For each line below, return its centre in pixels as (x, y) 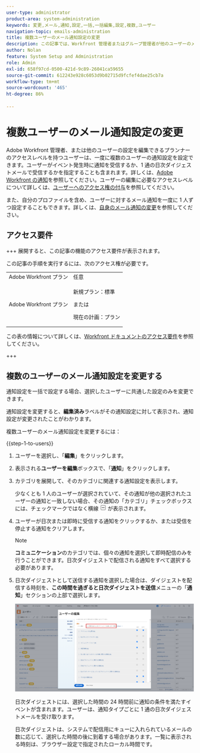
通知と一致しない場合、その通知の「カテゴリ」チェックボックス (114, 501)
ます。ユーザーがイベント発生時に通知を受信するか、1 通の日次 (88, 165)
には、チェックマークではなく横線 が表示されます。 (82, 508)
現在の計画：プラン (97, 317)
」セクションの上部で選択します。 (62, 595)
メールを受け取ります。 (49, 717)
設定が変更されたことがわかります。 (50, 419)
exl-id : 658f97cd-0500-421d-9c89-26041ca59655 (65, 69)
